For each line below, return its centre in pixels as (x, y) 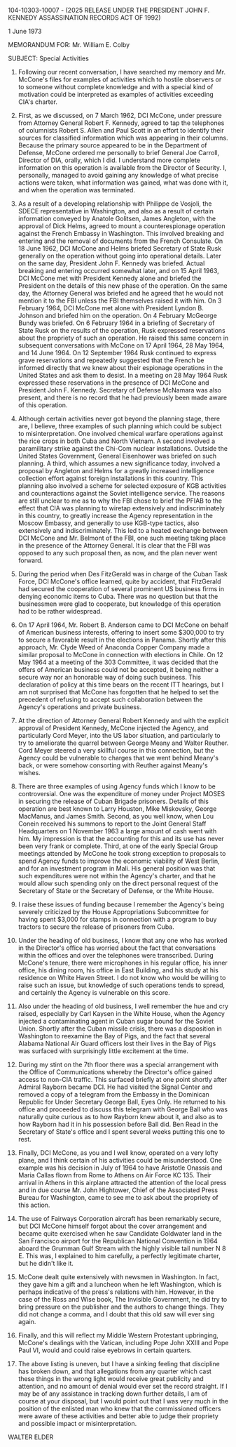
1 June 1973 (25, 31)
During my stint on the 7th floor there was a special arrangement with (118, 1064)
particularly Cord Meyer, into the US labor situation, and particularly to (119, 735)
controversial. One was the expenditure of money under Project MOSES (122, 794)
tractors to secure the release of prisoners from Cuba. (96, 927)
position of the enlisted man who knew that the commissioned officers (119, 1408)
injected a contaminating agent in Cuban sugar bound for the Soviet (116, 1021)
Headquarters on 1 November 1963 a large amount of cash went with (117, 831)
